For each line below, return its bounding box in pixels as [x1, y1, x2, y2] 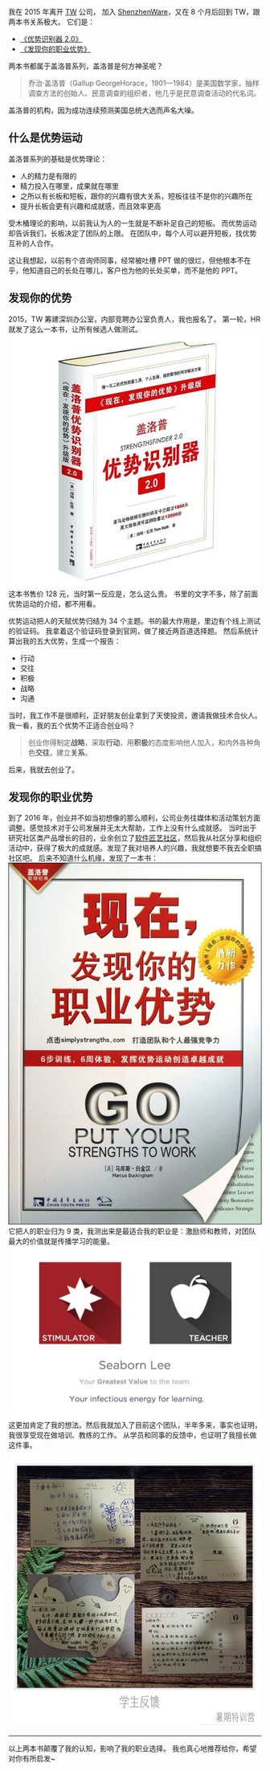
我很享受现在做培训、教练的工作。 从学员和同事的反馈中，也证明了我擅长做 [8, 1430, 257, 1440]
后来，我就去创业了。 [8, 764, 79, 774]
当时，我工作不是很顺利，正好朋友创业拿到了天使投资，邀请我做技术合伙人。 [8, 710, 262, 720]
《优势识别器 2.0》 [19, 35, 83, 43]
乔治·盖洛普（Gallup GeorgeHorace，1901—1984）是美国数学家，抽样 [27, 79, 260, 88]
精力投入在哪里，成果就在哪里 [19, 181, 119, 190]
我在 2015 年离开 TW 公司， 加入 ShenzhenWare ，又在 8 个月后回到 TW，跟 [8, 7, 260, 16]
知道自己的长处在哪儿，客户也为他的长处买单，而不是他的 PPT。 [29, 265, 243, 275]
